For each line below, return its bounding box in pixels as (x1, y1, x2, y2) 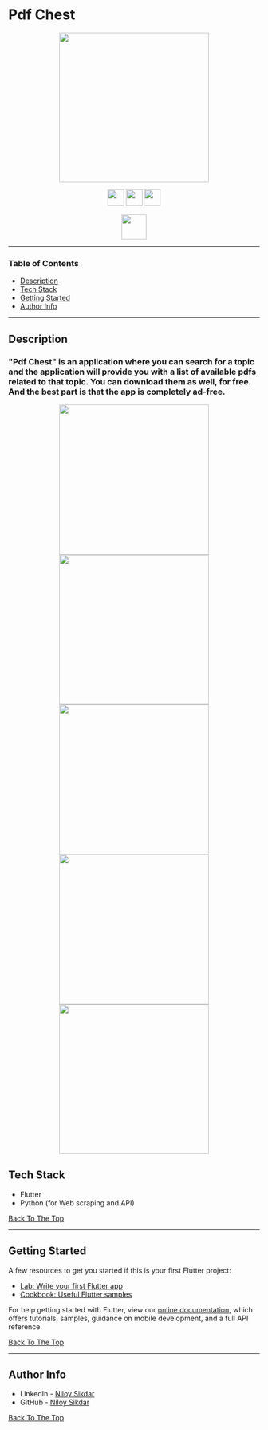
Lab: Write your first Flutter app (19, 1281, 124, 1290)
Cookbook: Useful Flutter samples (19, 1289, 132, 1299)
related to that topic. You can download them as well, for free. (8, 376, 251, 387)
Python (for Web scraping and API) (19, 1197, 135, 1208)
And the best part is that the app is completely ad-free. (8, 386, 226, 397)
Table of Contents (8, 257, 80, 269)
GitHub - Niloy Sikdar (19, 1397, 90, 1408)
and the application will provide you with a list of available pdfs (8, 366, 257, 377)
